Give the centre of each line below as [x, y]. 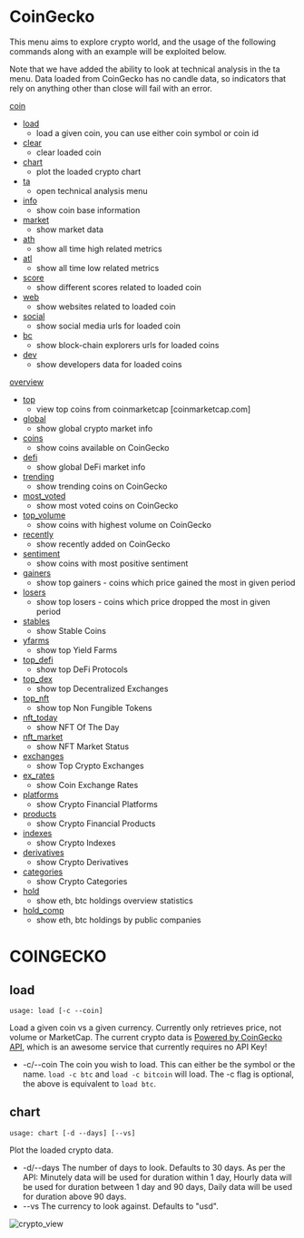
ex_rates [39, 775]
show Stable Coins [71, 630]
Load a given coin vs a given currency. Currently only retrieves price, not [146, 1028]
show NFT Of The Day [78, 726]
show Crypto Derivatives [82, 862]
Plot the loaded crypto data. [61, 1150]
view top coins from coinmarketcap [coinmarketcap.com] [143, 409]
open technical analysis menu [92, 190]
